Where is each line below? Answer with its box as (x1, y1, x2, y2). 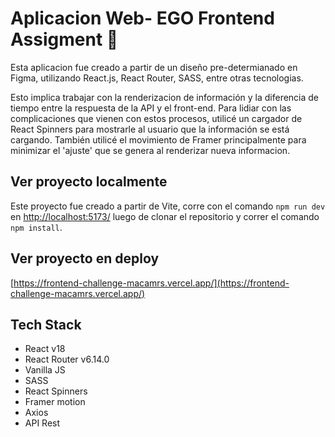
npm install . (10, 221, 63, 233)
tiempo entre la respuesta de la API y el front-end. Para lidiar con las (10, 102, 292, 114)
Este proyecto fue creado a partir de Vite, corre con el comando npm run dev (10, 200, 326, 212)
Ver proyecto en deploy (10, 250, 160, 267)
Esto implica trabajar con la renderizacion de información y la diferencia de (10, 91, 320, 103)
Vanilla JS (24, 364, 66, 376)
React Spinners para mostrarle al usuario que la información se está (10, 123, 290, 135)
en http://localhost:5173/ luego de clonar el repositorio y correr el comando (10, 210, 320, 222)
